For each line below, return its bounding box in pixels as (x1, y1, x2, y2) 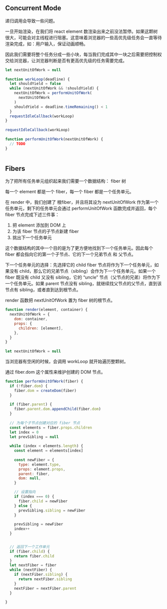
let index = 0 (9, 430, 39, 435)
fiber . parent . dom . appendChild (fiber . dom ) (14, 407, 101, 412)
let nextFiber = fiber (9, 563, 57, 568)
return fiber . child (14, 553, 55, 558)
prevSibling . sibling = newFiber (18, 508, 85, 513)
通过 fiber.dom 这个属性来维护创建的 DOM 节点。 (5, 369, 106, 375)
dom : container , (14, 316, 48, 321)
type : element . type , (18, 462, 61, 467)
